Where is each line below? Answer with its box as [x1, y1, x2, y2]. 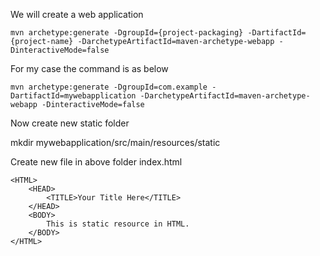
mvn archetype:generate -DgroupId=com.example [10, 82, 208, 92]
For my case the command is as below [10, 63, 169, 74]
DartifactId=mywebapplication [10, 91, 137, 101]
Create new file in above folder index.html [10, 156, 183, 168]
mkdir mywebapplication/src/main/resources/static [10, 137, 221, 148]
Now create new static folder [10, 117, 130, 129]
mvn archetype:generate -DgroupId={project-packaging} [10, 28, 244, 38]
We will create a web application [10, 9, 144, 20]
